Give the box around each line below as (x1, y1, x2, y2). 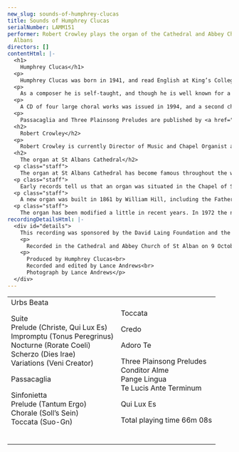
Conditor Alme (120, 365, 169, 375)
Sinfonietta (11, 390, 48, 400)
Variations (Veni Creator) (11, 358, 94, 368)
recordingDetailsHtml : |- (7, 216, 84, 223)
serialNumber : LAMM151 (7, 24, 75, 31)
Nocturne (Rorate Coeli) (11, 340, 91, 350)
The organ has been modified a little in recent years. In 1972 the (20, 210, 228, 217)
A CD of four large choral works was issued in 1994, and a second (20, 103, 224, 111)
